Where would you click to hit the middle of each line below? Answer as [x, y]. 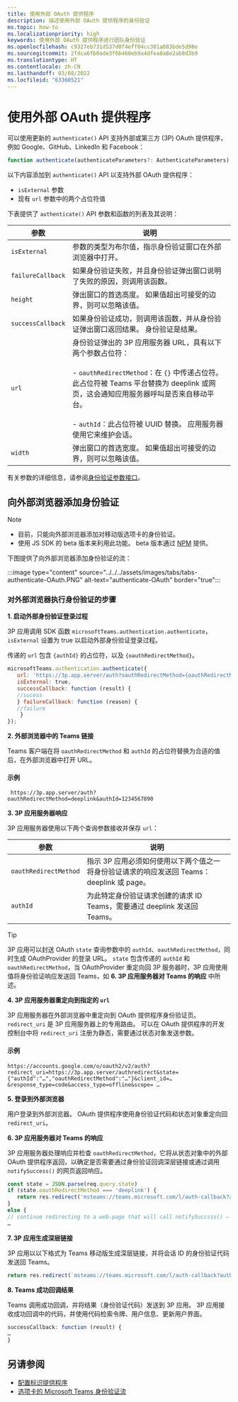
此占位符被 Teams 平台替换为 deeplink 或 [140, 384]
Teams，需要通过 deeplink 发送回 [142, 906]
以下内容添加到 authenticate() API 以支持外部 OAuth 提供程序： [101, 175]
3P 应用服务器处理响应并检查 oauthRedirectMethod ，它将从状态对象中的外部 [118, 1152]
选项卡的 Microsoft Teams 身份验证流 [72, 1391]
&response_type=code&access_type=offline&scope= [80, 1085]
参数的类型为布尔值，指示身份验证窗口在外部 [147, 247]
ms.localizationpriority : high [53, 34]
